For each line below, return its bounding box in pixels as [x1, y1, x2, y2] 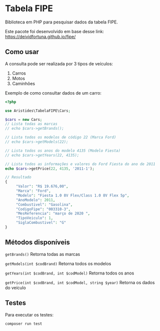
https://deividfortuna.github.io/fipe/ [5, 34, 76, 39]
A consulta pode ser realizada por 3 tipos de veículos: [5, 60, 113, 66]
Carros [12, 70, 26, 76]
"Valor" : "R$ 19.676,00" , [16, 184, 69, 189]
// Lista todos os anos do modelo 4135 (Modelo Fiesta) [5, 148, 121, 153]
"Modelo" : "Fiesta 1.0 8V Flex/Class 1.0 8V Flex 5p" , [16, 193, 130, 198]
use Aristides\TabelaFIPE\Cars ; [5, 108, 71, 113]
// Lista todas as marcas [5, 121, 57, 127]
